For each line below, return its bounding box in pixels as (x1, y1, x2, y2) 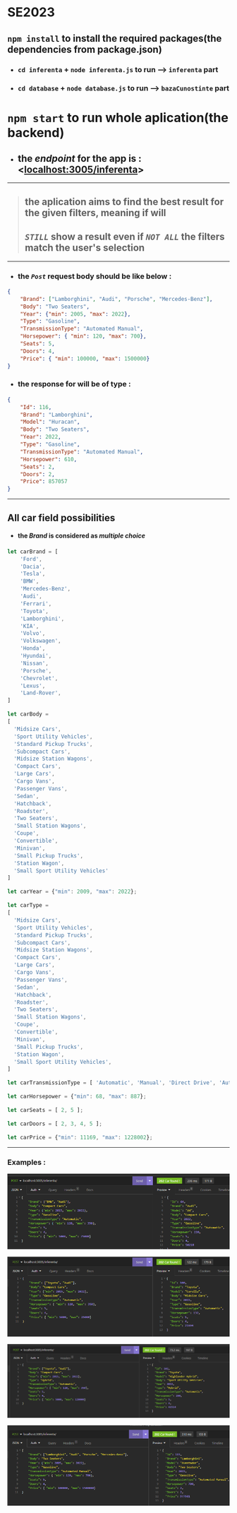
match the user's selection (24, 242, 145, 254)
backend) (7, 124, 65, 141)
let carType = (7, 902, 49, 909)
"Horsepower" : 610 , (20, 456, 78, 463)
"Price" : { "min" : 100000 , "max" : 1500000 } (20, 355, 150, 362)
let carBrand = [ (7, 548, 59, 555)
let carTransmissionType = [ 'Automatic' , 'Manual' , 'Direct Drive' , (7, 1079, 217, 1086)
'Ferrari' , (20, 600, 52, 607)
